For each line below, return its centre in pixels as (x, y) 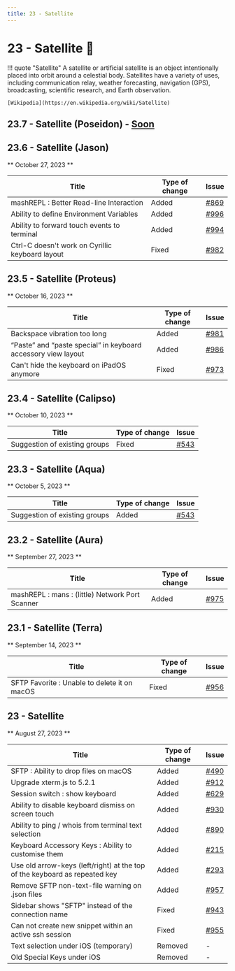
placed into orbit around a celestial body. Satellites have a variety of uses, (114, 75)
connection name (40, 914)
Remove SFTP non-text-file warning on (76, 885)
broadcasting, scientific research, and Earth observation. (89, 90)
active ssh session (41, 934)
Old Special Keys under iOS (56, 957)
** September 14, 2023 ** (44, 645)
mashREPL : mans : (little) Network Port (75, 595)
